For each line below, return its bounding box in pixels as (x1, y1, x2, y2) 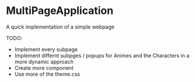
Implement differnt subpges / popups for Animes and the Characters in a (14, 52, 190, 59)
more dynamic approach (14, 58, 74, 65)
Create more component (14, 64, 74, 71)
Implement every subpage (14, 45, 78, 53)
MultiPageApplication (6, 4, 114, 17)
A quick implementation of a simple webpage (6, 23, 115, 30)
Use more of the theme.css (14, 70, 81, 77)
